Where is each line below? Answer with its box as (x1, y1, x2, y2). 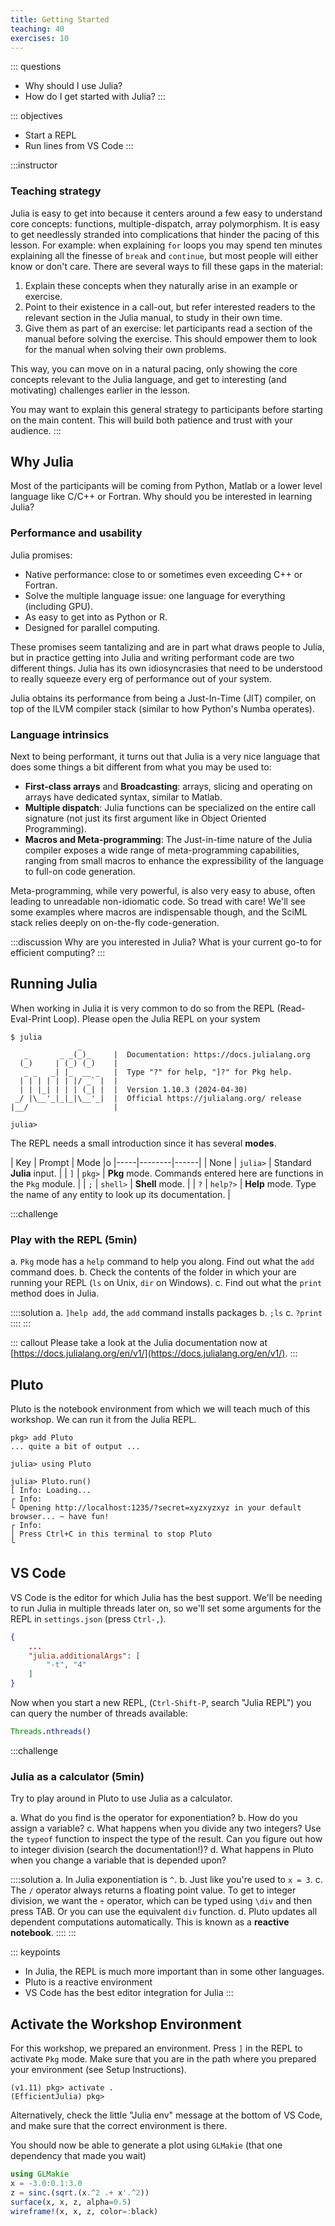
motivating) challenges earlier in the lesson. (10, 384, 190, 396)
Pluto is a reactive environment (24, 1976, 153, 1988)
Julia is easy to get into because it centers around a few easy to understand (10, 207, 323, 219)
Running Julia (10, 976, 98, 993)
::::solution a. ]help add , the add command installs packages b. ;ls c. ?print (10, 1307, 323, 1319)
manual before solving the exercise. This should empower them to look (24, 332, 318, 345)
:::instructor (10, 159, 58, 171)
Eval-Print (10, 1012, 52, 1025)
